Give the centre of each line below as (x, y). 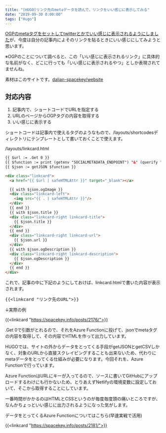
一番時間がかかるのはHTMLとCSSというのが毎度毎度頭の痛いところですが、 (83, 399)
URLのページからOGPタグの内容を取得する (56, 116)
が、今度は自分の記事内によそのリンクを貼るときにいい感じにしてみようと (85, 40)
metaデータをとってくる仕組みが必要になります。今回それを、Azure (74, 359)
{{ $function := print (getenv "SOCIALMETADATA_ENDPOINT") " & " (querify (82, 162)
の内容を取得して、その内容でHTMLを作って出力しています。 (67, 336)
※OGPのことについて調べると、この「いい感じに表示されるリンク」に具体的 (83, 57)
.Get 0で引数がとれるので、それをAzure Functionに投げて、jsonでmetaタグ (81, 330)
